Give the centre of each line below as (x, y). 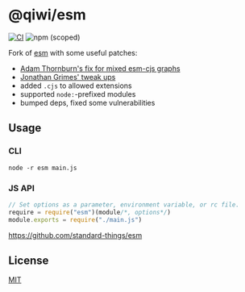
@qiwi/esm (47, 15)
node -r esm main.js (43, 168)
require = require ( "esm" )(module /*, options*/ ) (90, 212)
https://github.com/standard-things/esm (75, 235)
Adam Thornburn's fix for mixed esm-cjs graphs (100, 68)
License (29, 260)
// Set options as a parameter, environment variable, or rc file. (124, 204)
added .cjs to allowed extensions (76, 86)
